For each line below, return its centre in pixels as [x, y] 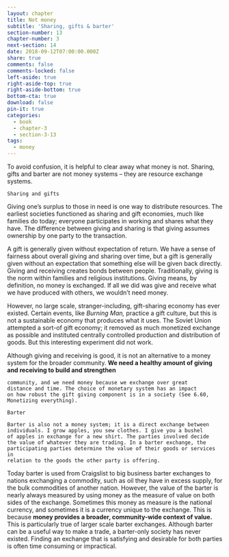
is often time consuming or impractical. [62, 546]
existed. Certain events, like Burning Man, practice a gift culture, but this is [112, 313]
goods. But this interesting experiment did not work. [80, 342]
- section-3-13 [35, 134]
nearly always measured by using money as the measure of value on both [111, 495]
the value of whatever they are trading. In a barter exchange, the [107, 443]
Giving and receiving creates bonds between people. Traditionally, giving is [113, 271]
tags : [15, 141]
